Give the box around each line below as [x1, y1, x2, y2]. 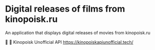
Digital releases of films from [5, 3, 125, 15]
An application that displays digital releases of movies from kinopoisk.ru [5, 30, 151, 35]
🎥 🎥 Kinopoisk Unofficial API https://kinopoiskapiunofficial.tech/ [5, 39, 133, 45]
